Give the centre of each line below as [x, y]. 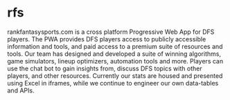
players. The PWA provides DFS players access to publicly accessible [107, 39]
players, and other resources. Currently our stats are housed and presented [115, 76]
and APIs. [21, 90]
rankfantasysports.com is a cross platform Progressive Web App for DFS [111, 32]
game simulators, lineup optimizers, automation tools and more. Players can [115, 61]
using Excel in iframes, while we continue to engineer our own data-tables [113, 83]
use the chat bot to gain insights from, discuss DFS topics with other [105, 68]
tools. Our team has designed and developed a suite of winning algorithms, [114, 54]
